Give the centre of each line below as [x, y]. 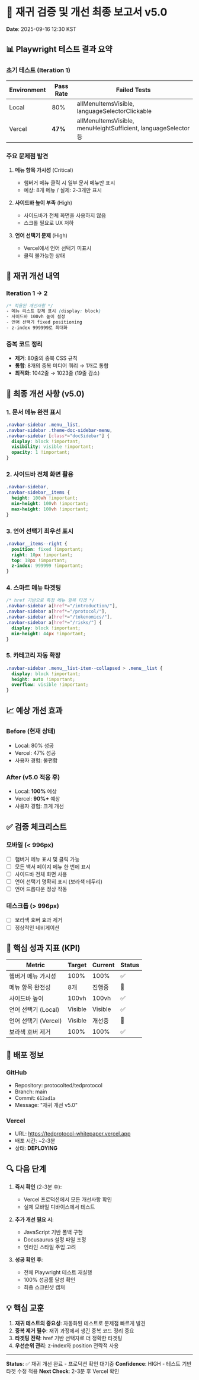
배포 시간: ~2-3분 [35, 1141]
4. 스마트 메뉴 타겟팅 [33, 588]
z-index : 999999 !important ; [47, 566]
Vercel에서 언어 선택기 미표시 [57, 248]
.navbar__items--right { [37, 544]
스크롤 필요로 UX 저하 [49, 222]
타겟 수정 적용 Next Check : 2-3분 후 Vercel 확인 [63, 1371]
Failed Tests [133, 90]
